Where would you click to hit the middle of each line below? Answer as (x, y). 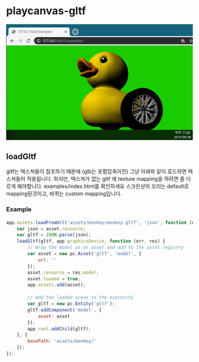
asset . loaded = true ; (54, 279)
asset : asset (54, 316)
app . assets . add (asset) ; (57, 285)
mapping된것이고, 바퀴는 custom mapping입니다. (64, 194)
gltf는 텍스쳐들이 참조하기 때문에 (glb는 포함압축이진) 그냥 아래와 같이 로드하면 (97, 172)
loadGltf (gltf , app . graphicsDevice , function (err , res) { (91, 241)
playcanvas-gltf (46, 11)
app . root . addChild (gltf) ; (60, 329)
